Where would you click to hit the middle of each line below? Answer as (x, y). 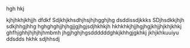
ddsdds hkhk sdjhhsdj (33, 39)
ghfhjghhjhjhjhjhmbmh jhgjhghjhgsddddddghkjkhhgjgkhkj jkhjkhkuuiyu (93, 33)
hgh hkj (15, 9)
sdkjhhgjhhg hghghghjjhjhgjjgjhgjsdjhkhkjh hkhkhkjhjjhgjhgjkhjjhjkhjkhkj (94, 26)
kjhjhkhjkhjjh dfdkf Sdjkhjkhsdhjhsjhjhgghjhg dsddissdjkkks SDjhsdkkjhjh (95, 20)
